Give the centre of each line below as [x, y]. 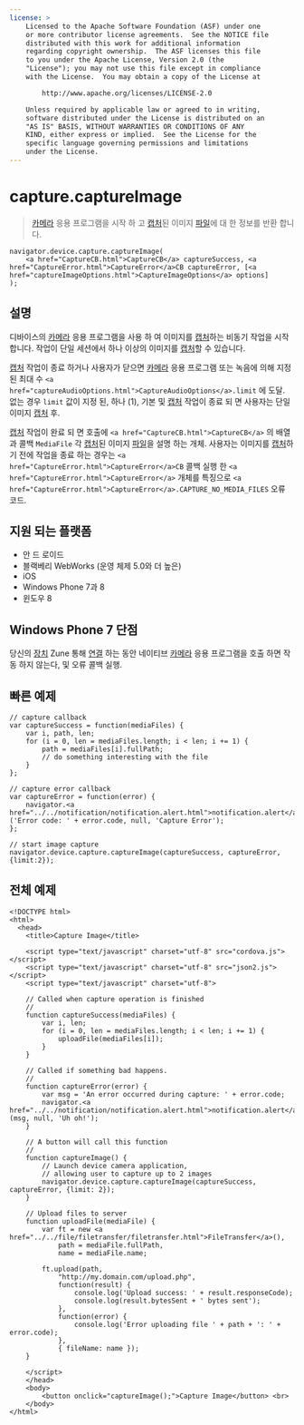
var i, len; [65, 1023]
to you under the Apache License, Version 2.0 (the [125, 60]
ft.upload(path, [72, 1269]
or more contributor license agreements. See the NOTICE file [147, 34]
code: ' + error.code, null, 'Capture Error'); [133, 821]
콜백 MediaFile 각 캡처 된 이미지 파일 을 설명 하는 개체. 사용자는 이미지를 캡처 [152, 443]
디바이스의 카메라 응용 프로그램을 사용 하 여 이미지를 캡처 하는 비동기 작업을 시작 [149, 337]
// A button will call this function [97, 1142]
